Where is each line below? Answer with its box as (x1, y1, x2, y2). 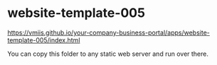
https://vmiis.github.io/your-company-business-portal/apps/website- (7, 28, 210, 37)
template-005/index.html (7, 35, 80, 44)
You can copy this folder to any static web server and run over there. (7, 49, 208, 58)
